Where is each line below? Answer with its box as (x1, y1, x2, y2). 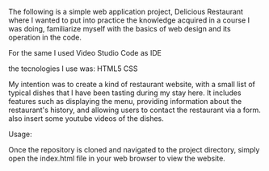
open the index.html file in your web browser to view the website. (8, 153, 226, 163)
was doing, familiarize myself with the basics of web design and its (8, 24, 232, 33)
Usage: (8, 129, 32, 139)
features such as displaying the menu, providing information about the (8, 97, 242, 106)
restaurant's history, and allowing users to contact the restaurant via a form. (8, 105, 261, 115)
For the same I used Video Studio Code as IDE (8, 48, 162, 57)
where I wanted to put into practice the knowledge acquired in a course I (8, 15, 250, 25)
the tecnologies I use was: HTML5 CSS (8, 64, 139, 73)
